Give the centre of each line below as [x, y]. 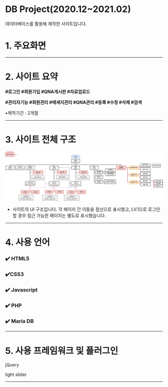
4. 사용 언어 [27, 243]
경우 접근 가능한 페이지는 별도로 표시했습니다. [62, 216]
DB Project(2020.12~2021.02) [68, 9]
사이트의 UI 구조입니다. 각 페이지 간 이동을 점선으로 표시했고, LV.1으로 [80, 209]
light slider [16, 374]
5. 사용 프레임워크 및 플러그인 [62, 351]
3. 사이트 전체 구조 [41, 140]
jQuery [12, 365]
